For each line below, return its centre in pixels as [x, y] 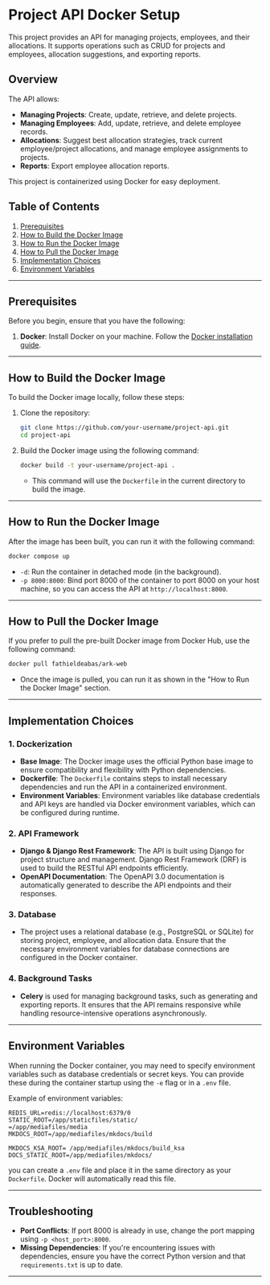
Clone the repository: [55, 413]
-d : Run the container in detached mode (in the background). [121, 571]
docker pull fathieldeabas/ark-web [68, 664]
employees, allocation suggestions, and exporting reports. [104, 54]
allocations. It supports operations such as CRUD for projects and [117, 45]
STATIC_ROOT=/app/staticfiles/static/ [73, 1120]
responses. [39, 894]
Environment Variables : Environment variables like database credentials [140, 795]
